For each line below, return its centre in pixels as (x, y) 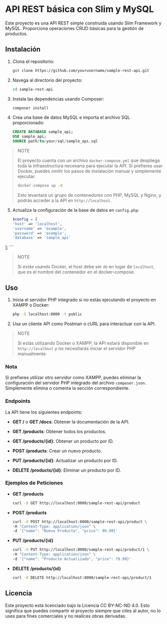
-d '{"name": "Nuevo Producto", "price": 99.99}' (65, 531)
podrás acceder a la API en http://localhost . (64, 200)
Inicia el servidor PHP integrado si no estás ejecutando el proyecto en (84, 300)
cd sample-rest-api (33, 89)
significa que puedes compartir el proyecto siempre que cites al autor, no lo (83, 611)
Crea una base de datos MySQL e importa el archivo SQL (71, 117)
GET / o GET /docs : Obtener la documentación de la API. (71, 422)
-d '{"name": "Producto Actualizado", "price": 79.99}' (72, 559)
